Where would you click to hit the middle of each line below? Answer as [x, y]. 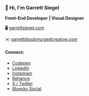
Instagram [22, 73]
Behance [21, 78]
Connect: [15, 52]
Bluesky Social [27, 88]
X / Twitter [22, 83]
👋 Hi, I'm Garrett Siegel [32, 8]
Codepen [21, 63]
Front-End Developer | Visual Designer [44, 18]
